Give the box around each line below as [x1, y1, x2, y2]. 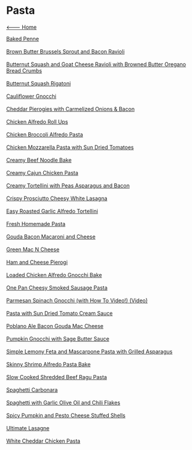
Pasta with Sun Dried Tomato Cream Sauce [6, 309, 113, 317]
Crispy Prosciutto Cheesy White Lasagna [6, 195, 108, 202]
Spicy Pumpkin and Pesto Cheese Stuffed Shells [6, 412, 126, 419]
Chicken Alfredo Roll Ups [6, 118, 68, 125]
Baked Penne [6, 35, 39, 42]
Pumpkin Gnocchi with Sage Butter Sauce [6, 335, 110, 342]
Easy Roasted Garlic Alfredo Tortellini [6, 207, 98, 214]
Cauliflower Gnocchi [6, 93, 57, 100]
